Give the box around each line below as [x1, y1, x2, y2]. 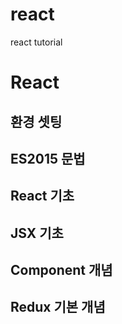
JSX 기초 [10, 224, 64, 242]
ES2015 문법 [10, 150, 86, 167]
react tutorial [10, 36, 63, 48]
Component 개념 [10, 262, 113, 279]
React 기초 [10, 188, 75, 205]
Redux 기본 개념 [10, 299, 106, 316]
